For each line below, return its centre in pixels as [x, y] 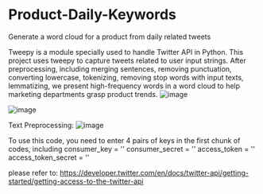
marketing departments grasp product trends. [83, 94]
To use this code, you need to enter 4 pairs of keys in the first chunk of [124, 140]
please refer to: [33, 173]
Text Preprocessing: [41, 125]
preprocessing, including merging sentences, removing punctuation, [120, 68]
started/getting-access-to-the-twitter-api [76, 181]
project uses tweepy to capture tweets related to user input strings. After [127, 60]
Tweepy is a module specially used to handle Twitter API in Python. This [126, 52]
